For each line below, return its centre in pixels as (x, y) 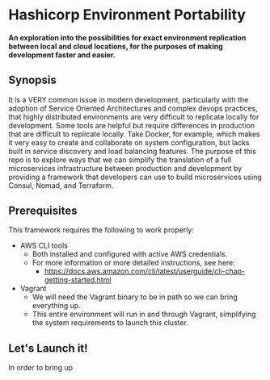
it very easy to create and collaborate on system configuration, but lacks (129, 142)
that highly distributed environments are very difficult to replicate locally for (134, 117)
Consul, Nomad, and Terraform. (61, 185)
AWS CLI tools (44, 246)
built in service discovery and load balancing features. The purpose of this (132, 151)
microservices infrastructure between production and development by (125, 168)
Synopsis (32, 80)
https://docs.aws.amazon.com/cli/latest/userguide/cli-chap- (144, 271)
